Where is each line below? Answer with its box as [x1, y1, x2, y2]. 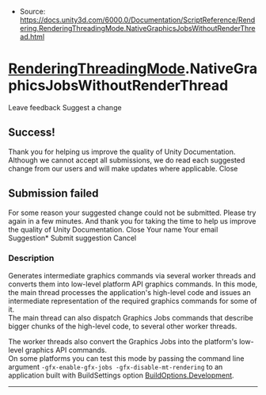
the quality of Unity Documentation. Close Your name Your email [8, 224, 218, 234]
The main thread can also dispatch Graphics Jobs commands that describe [8, 313, 253, 322]
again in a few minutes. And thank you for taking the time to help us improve [8, 216, 256, 225]
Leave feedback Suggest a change [8, 102, 122, 112]
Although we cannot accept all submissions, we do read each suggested [8, 155, 245, 165]
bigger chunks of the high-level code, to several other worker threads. [8, 321, 237, 331]
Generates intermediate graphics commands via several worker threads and [8, 270, 256, 280]
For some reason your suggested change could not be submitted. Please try [8, 208, 256, 217]
